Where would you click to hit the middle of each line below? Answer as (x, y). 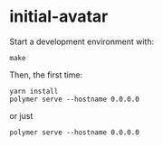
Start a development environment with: (82, 41)
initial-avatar (59, 17)
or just (21, 115)
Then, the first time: (46, 75)
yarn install (34, 91)
